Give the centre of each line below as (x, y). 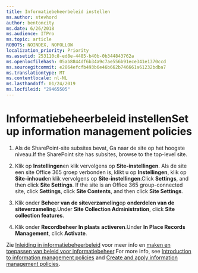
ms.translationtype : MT (36, 73)
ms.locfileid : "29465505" (38, 89)
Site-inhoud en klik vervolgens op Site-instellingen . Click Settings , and (102, 178)
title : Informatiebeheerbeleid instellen (58, 12)
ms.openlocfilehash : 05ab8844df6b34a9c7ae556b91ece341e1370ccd (86, 61)
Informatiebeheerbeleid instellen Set (98, 119)
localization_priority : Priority (48, 51)
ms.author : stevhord (32, 17)
